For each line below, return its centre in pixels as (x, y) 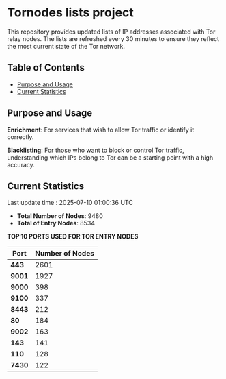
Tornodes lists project (71, 13)
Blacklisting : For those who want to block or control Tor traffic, (96, 150)
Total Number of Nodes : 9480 (60, 216)
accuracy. (21, 164)
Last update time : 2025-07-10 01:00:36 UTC (70, 203)
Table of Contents (46, 68)
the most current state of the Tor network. (66, 46)
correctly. (20, 137)
